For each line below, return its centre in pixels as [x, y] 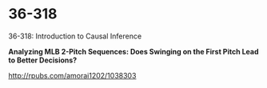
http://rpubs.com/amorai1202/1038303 [72, 75]
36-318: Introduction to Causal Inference [75, 36]
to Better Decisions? [43, 60]
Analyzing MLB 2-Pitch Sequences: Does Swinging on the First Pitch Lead [133, 51]
